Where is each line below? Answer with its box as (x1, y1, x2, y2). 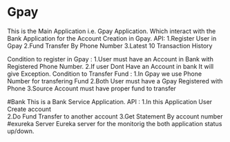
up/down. (7, 127, 35, 135)
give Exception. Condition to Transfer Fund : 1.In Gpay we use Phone (7, 70, 202, 78)
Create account (7, 105, 52, 113)
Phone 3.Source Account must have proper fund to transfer (7, 84, 176, 92)
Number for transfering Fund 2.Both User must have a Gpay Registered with (7, 77, 223, 85)
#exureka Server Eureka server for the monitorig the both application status (7, 119, 222, 128)
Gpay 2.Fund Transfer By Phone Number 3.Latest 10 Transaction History (7, 41, 213, 50)
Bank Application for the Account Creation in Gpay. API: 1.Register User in (7, 34, 217, 42)
